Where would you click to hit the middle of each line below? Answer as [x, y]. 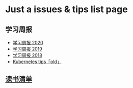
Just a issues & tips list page [67, 9]
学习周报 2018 [27, 55]
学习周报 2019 [27, 49]
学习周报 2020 [28, 42]
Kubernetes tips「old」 [37, 62]
